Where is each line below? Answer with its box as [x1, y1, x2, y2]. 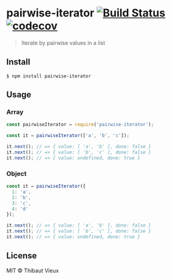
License [6, 250, 37, 261]
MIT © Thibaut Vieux [6, 267, 59, 274]
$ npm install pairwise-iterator [6, 73, 91, 79]
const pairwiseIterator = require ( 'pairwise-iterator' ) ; [6, 122, 154, 128]
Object [6, 169, 27, 178]
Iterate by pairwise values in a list [21, 39, 106, 46]
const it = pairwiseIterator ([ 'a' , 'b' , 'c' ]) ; [6, 133, 130, 139]
